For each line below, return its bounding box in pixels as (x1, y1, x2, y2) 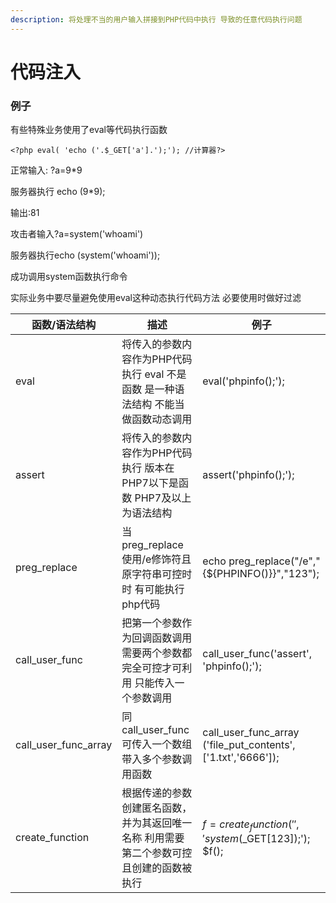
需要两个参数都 (121, 646, 193, 660)
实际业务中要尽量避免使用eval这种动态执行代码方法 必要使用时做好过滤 (10, 292, 302, 304)
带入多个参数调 (121, 752, 193, 766)
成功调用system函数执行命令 (10, 271, 128, 283)
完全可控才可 (121, 661, 183, 675)
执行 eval (121, 367, 165, 381)
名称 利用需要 (121, 831, 185, 845)
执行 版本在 (121, 461, 175, 475)
